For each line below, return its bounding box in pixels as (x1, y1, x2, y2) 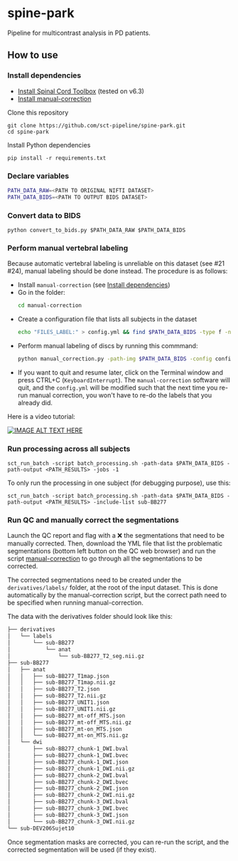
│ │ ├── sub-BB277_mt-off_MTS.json (7, 712, 126, 719)
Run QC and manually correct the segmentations (7, 515, 179, 525)
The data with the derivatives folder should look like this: (7, 612, 173, 621)
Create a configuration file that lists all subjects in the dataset (17, 315, 198, 323)
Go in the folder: (17, 288, 65, 297)
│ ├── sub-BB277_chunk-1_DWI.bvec (7, 752, 129, 759)
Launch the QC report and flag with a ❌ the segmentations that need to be (7, 531, 225, 540)
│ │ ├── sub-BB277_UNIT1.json (7, 699, 110, 706)
